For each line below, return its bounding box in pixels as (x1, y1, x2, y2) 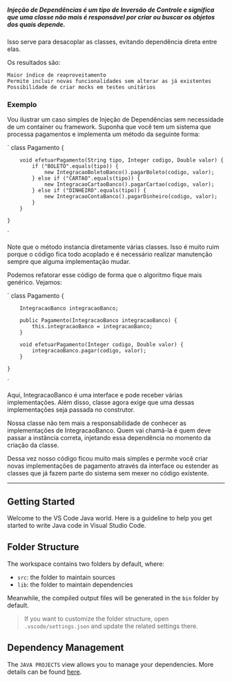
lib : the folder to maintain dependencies (17, 580, 133, 589)
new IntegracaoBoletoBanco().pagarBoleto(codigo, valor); (43, 169, 215, 176)
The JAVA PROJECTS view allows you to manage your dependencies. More (7, 660, 214, 668)
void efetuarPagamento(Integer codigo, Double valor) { (19, 341, 184, 348)
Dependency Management (7, 642, 124, 654)
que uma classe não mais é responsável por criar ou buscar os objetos (7, 12, 215, 21)
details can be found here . (7, 667, 82, 676)
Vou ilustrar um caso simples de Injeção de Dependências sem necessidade (7, 115, 224, 124)
